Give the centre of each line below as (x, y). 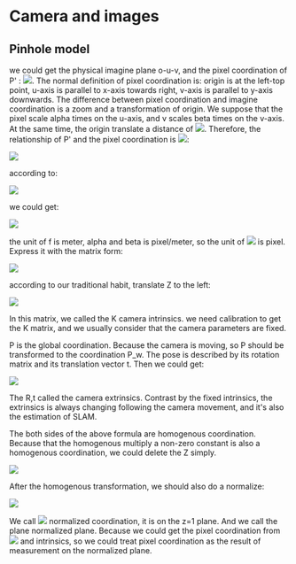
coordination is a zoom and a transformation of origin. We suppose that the (146, 109)
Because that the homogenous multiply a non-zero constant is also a (135, 443)
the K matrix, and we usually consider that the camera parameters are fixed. (148, 328)
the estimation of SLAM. (53, 417)
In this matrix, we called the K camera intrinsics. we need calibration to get (145, 319)
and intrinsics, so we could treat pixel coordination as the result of (140, 541)
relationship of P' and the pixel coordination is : (99, 139)
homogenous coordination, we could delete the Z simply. (113, 452)
